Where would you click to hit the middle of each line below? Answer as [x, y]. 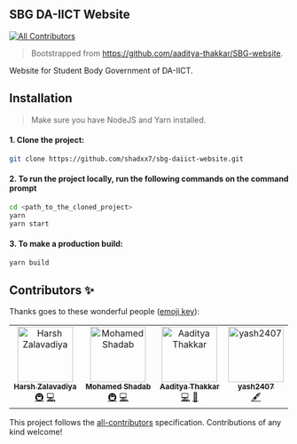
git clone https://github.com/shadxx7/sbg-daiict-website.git [126, 159]
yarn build [29, 262]
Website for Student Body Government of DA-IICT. [101, 70]
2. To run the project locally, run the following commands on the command [149, 179]
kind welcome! [36, 432]
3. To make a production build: [66, 244]
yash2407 [256, 387]
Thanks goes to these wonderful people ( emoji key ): [105, 312]
